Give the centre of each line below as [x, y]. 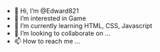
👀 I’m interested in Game [50, 18]
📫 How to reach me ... [47, 41]
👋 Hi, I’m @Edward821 [47, 11]
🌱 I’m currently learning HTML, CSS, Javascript [83, 26]
